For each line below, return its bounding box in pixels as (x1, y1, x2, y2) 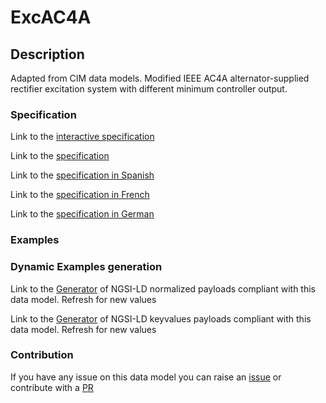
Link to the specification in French (10, 189, 150, 201)
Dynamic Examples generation (10, 260, 163, 274)
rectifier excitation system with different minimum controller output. (10, 83, 288, 95)
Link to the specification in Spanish (10, 169, 155, 181)
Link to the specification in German (10, 208, 155, 220)
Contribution (10, 348, 74, 362)
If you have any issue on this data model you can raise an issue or (10, 371, 282, 383)
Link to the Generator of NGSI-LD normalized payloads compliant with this (10, 282, 316, 295)
